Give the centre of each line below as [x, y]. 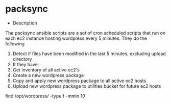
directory [22, 59]
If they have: [26, 64]
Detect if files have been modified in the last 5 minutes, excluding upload [89, 54]
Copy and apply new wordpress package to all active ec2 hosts [79, 81]
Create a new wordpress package [48, 75]
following [15, 43]
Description [25, 23]
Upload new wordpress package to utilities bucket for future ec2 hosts [87, 86]
